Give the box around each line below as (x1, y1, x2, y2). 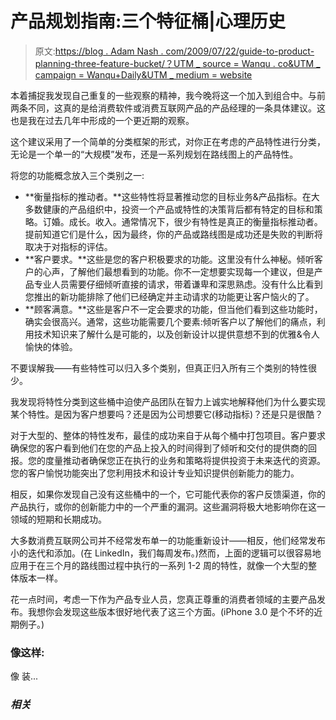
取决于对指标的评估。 (24, 240, 113, 252)
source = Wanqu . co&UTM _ (202, 57, 321, 69)
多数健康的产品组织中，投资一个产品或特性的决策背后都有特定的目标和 (24, 203, 315, 215)
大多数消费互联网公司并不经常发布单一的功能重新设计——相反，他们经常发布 (10, 534, 326, 546)
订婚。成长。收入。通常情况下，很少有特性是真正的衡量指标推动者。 (42, 215, 323, 227)
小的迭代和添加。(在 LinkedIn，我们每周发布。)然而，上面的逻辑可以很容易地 (10, 547, 322, 559)
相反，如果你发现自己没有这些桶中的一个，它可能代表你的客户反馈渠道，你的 (10, 488, 326, 500)
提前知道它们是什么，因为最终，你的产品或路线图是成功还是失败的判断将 (24, 228, 323, 240)
